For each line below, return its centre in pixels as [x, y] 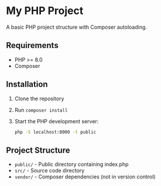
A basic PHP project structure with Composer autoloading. [77, 27]
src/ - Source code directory [49, 171]
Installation [27, 84]
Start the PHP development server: [56, 121]
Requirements [32, 45]
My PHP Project [45, 11]
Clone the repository [39, 99]
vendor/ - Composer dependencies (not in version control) [85, 177]
